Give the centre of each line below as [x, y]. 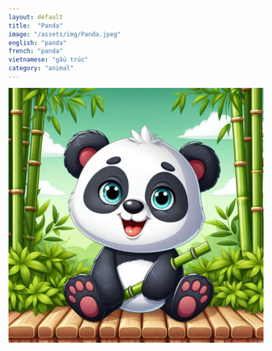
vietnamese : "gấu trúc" [49, 60]
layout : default [36, 17]
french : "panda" [36, 51]
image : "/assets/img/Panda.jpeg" [65, 34]
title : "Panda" [36, 25]
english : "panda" [38, 43]
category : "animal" [41, 69]
